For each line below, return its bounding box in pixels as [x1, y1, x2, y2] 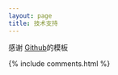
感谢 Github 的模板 [8, 42, 69, 52]
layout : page [8, 11, 53, 20]
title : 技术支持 [8, 19, 58, 27]
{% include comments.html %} [8, 58, 111, 69]
